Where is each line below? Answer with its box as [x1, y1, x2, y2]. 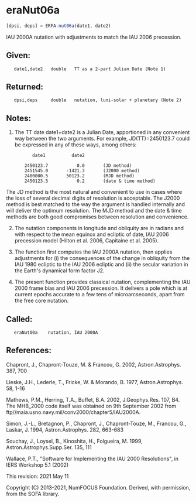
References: [6, 345, 51, 355]
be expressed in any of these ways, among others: [14, 141, 137, 148]
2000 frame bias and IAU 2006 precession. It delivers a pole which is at [14, 285, 188, 292]
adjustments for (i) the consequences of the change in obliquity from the [14, 255, 190, 262]
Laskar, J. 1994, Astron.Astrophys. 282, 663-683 [6, 426, 124, 433]
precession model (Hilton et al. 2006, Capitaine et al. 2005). [14, 237, 159, 244]
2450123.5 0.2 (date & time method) [24, 178, 156, 184]
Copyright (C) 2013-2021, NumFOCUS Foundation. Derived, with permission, [6, 484, 191, 491]
